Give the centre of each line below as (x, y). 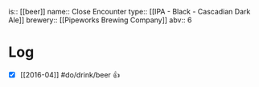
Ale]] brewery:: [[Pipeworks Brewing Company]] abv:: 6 (100, 20)
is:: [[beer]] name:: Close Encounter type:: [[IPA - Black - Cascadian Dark (129, 12)
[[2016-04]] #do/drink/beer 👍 (70, 74)
